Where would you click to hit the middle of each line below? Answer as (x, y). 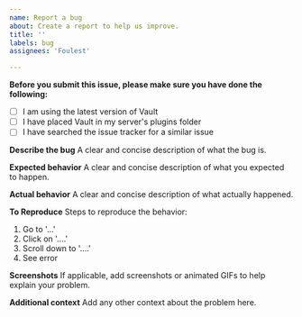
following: (28, 95)
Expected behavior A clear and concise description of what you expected (147, 168)
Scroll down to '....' (57, 249)
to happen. (29, 177)
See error (40, 258)
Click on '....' (45, 239)
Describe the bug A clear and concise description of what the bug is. (138, 150)
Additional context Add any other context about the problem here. (133, 303)
